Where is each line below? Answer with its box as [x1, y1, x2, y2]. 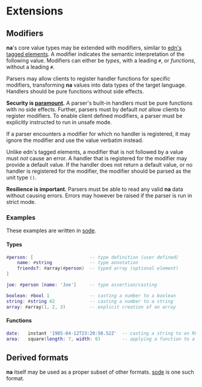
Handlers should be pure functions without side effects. [6, 88, 144, 94]
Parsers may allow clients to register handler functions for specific [6, 75, 171, 82]
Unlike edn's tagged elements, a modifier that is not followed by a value [6, 149, 183, 155]
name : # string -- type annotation [17, 260, 138, 266]
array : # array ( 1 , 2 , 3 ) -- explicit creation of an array [6, 304, 176, 310]
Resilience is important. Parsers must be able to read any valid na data [6, 185, 183, 193]
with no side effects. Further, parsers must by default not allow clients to [6, 106, 185, 113]
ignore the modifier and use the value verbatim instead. [6, 137, 144, 144]
